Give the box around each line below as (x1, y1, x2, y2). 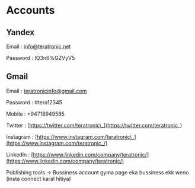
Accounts (6, 4, 55, 17)
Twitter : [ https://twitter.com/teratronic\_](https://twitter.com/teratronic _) (6, 122, 183, 129)
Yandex (6, 27, 34, 37)
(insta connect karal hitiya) (6, 175, 71, 182)
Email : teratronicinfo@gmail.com (6, 87, 87, 94)
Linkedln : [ (6, 151, 34, 158)
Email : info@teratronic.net (6, 43, 71, 50)
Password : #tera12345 (6, 98, 62, 106)
